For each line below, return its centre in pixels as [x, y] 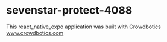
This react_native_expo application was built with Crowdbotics [83, 27]
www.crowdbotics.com [35, 33]
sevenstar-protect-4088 [69, 10]
